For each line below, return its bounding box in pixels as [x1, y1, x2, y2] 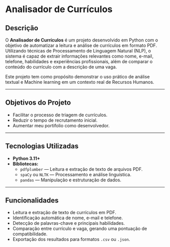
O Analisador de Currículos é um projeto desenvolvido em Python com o [5, 37, 158, 43]
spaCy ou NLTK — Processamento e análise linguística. [20, 171, 132, 177]
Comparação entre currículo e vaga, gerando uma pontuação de [12, 226, 148, 232]
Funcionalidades [5, 196, 59, 205]
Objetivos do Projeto [5, 98, 71, 107]
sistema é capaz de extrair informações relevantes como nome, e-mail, [5, 53, 154, 59]
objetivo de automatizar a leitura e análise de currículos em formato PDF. [5, 42, 157, 48]
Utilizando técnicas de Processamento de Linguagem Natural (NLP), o [5, 48, 151, 54]
